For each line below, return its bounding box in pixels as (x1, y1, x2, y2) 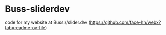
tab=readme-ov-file (5, 24, 46, 30)
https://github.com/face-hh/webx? (90, 19, 161, 25)
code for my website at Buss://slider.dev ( (5, 19, 90, 25)
